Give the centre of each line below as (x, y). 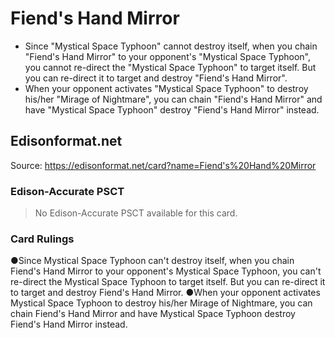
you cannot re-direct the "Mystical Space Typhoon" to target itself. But (170, 67)
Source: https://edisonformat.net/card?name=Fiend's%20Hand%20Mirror (163, 165)
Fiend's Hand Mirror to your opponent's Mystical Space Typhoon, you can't (166, 271)
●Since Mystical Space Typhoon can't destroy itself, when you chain (152, 261)
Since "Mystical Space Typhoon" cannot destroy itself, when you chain (171, 46)
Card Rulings (42, 239)
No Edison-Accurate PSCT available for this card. (136, 213)
